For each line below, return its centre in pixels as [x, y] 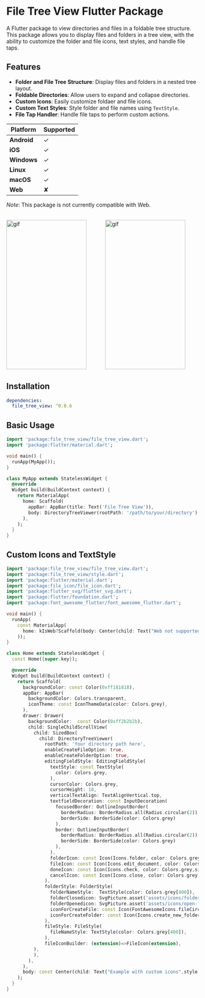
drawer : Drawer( [43, 716]
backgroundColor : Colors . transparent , [77, 699]
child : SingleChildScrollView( [68, 727]
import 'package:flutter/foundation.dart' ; [63, 597]
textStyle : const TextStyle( [87, 767]
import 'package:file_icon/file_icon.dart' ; [64, 586]
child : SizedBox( [56, 733]
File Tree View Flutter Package [85, 11]
